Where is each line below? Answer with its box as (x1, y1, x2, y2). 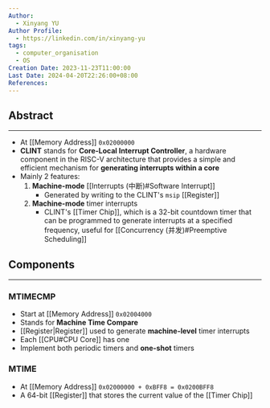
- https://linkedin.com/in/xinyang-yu (15, 34, 146, 43)
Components (8, 258, 75, 271)
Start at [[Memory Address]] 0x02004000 (19, 309, 153, 319)
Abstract (8, 108, 54, 122)
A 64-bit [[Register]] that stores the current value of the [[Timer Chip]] (19, 390, 253, 400)
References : (8, 79, 48, 87)
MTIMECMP (8, 291, 56, 302)
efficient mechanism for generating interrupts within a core (19, 163, 219, 173)
